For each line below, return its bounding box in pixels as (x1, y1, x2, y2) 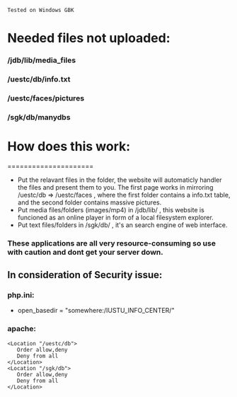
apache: (7, 324, 37, 334)
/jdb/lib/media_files (7, 55, 76, 65)
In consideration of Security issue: (7, 269, 163, 281)
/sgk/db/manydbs (7, 112, 71, 122)
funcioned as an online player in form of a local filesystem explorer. (17, 213, 214, 221)
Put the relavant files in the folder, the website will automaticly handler (17, 176, 222, 184)
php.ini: (7, 290, 35, 300)
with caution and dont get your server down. (7, 247, 164, 257)
